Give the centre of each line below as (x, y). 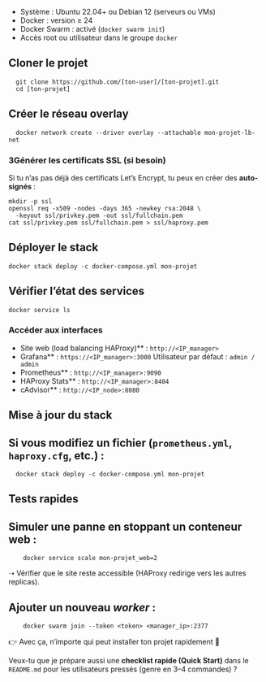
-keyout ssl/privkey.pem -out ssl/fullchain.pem (99, 215)
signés (20, 186)
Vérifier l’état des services (77, 291)
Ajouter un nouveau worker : (82, 608)
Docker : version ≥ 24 (56, 20)
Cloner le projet (48, 63)
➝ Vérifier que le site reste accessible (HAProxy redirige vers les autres (127, 573)
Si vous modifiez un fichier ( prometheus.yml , (120, 443)
